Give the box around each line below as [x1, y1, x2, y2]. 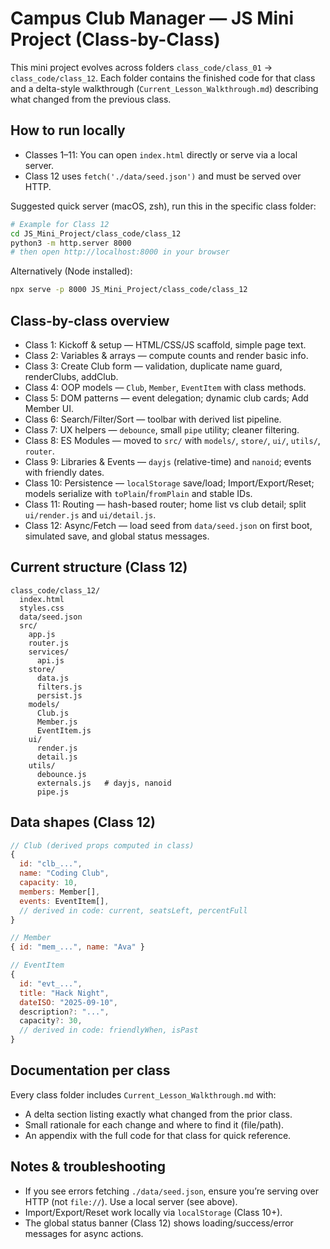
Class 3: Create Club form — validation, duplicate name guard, [24, 360, 283, 372]
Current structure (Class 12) [10, 559, 188, 576]
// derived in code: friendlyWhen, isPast [19, 1025, 199, 1036]
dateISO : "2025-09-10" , [19, 997, 118, 1007]
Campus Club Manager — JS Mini [10, 7, 295, 30]
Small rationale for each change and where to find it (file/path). [24, 1118, 285, 1131]
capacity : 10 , [19, 878, 78, 888]
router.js [28, 638, 70, 648]
